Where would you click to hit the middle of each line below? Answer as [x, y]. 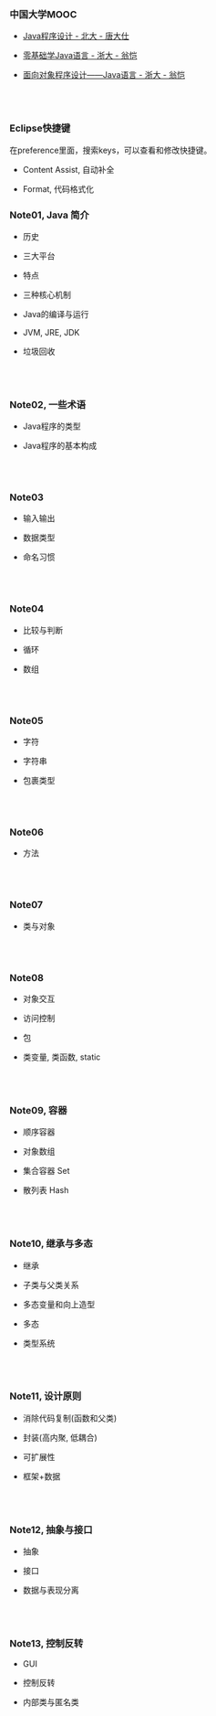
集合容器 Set [46, 1171]
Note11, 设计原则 [46, 1396]
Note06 [26, 832]
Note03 [26, 497]
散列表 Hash [46, 1190]
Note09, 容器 [38, 1110]
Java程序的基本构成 [60, 446]
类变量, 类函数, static [62, 1057]
